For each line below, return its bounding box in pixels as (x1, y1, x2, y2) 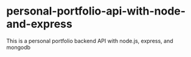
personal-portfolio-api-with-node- (6, 4, 186, 18)
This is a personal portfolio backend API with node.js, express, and (6, 37, 173, 44)
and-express (6, 17, 73, 31)
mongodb (6, 44, 31, 51)
